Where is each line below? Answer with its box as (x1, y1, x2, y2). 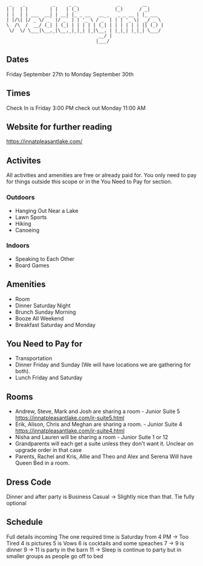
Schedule (6, 517, 44, 527)
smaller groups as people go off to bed (6, 552, 104, 559)
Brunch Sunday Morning (15, 308, 76, 315)
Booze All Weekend (15, 314, 64, 322)
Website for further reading (6, 122, 112, 132)
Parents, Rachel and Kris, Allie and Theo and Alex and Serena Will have (15, 453, 193, 460)
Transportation (15, 355, 53, 362)
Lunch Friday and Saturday (15, 374, 83, 382)
